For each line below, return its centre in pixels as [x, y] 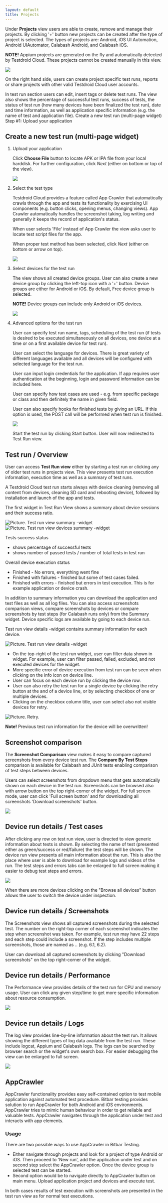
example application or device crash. [50, 588]
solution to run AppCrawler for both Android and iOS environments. [74, 1105]
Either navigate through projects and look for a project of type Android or [87, 1154]
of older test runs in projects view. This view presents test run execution [79, 472]
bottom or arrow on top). [38, 250]
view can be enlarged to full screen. [42, 1057]
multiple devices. [30, 696]
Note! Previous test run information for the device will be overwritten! [77, 727]
